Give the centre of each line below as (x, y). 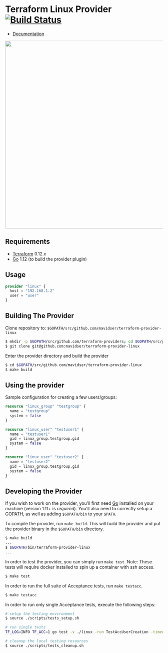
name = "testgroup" (30, 411)
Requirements (27, 242)
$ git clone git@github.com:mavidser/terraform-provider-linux (72, 346)
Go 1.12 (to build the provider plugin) (49, 259)
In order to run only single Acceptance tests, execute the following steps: (80, 604)
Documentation (28, 34)
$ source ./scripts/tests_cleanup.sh (44, 645)
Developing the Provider (44, 491)
